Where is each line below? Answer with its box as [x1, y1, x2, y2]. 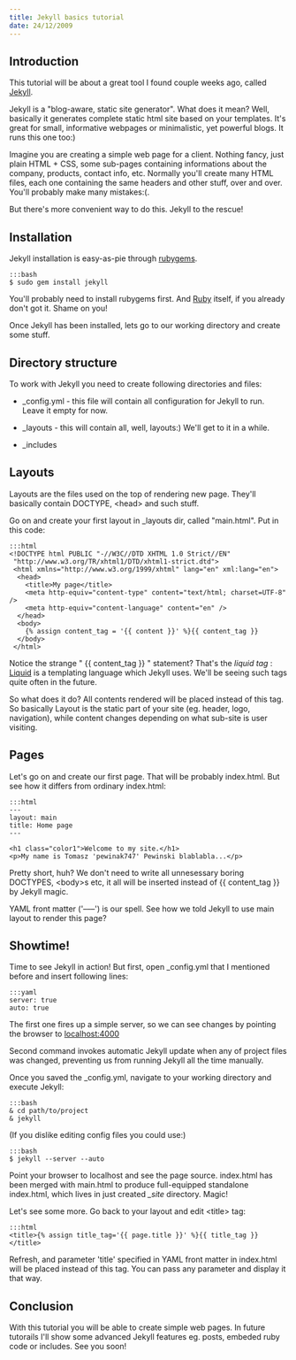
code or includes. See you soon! [9, 1341, 127, 1352]
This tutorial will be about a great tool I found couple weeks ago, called [9, 77, 267, 88]
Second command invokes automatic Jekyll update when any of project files [9, 1046, 287, 1056]
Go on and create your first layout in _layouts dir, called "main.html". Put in [9, 515, 279, 526]
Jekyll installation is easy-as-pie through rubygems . [9, 253, 198, 264]
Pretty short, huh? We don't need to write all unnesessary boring [9, 867, 245, 878]
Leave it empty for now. [21, 404, 109, 416]
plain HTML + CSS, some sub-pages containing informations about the [9, 158, 268, 169]
